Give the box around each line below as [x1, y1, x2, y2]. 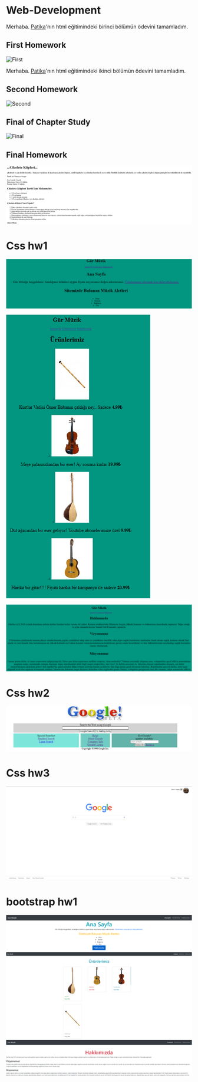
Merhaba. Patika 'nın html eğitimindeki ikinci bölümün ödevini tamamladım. [6, 67, 186, 74]
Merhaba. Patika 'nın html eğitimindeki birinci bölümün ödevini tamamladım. [6, 23, 189, 30]
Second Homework [6, 84, 78, 94]
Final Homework [6, 150, 68, 160]
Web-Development [6, 4, 101, 17]
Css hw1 [6, 240, 48, 253]
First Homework [6, 40, 67, 50]
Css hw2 [6, 687, 50, 700]
